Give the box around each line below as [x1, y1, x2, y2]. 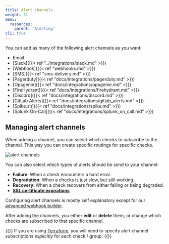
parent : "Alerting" [14, 26, 55, 31]
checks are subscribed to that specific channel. [5, 218, 104, 224]
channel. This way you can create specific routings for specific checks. [5, 142, 154, 148]
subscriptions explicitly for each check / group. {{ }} [5, 233, 112, 239]
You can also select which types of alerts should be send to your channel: [5, 161, 159, 168]
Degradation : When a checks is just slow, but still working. [12, 177, 135, 183]
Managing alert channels [5, 123, 86, 132]
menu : [5, 17, 17, 22]
